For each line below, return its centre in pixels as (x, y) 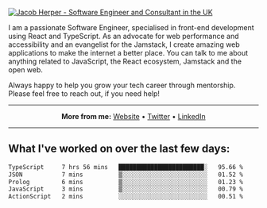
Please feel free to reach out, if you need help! (84, 94)
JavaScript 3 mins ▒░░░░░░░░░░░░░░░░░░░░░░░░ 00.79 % (126, 189)
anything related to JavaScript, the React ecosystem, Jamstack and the (125, 61)
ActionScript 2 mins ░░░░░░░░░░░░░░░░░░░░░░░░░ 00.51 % (126, 197)
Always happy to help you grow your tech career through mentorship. (122, 85)
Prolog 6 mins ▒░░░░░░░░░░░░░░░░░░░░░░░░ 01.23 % (126, 182)
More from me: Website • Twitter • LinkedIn (133, 116)
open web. (26, 70)
